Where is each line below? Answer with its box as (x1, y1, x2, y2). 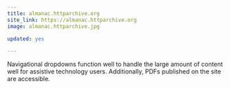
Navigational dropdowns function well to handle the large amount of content (7, 60, 223, 69)
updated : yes (7, 35, 45, 42)
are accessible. (7, 75, 50, 83)
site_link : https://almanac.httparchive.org (7, 16, 137, 23)
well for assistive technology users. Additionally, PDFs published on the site (7, 67, 222, 76)
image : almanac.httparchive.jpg (7, 23, 100, 30)
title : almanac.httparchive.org (7, 10, 100, 17)
